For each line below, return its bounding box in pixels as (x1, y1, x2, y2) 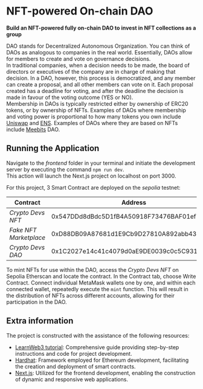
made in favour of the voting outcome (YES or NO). (6, 94, 134, 101)
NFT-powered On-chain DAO (6, 4, 153, 18)
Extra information (6, 316, 74, 326)
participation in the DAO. (6, 298, 68, 306)
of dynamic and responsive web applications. (14, 376, 129, 383)
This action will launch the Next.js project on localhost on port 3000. (6, 172, 176, 179)
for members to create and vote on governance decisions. (6, 55, 151, 62)
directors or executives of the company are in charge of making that (6, 68, 176, 75)
